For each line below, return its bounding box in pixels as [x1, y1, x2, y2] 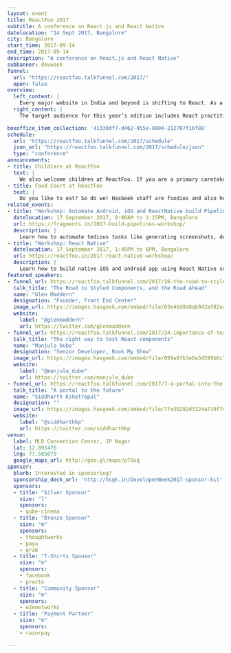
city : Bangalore [7, 36, 54, 43]
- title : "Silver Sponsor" [13, 489, 91, 496]
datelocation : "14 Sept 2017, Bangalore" [7, 29, 128, 36]
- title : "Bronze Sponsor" [13, 515, 91, 522]
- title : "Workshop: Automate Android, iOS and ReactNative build [7, 208, 201, 215]
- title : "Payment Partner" [13, 610, 94, 617]
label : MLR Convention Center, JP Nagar [13, 438, 131, 445]
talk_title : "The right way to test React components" [13, 335, 174, 342]
